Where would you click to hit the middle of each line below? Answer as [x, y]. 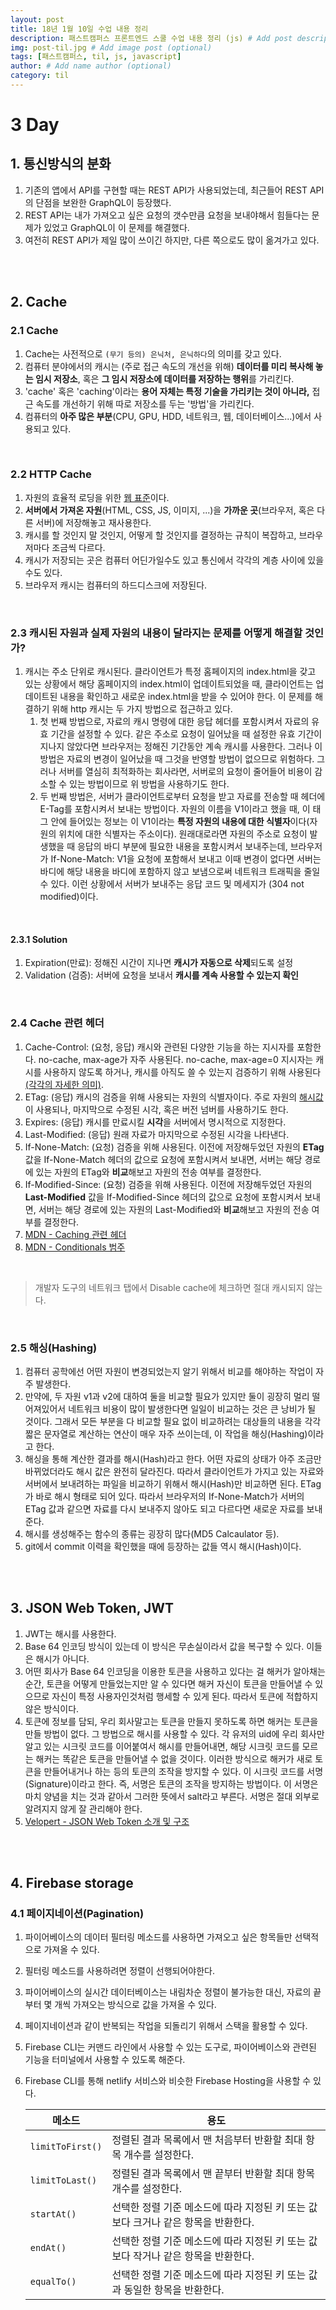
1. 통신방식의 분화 [61, 164]
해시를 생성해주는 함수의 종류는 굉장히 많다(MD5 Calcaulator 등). [152, 1533]
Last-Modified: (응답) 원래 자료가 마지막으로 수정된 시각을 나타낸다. [157, 1134]
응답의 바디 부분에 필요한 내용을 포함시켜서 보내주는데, [182, 847]
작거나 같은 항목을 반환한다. [194, 2256]
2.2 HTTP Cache [51, 474]
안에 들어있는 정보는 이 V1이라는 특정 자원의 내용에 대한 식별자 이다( [180, 822]
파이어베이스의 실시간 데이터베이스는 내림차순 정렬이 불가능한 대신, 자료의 [168, 1992]
